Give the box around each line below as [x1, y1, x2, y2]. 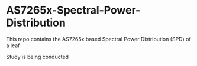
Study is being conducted [6, 53, 69, 60]
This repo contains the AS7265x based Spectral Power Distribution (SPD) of [6, 35, 191, 42]
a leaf [6, 42, 20, 49]
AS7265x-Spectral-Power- [6, 4, 141, 17]
